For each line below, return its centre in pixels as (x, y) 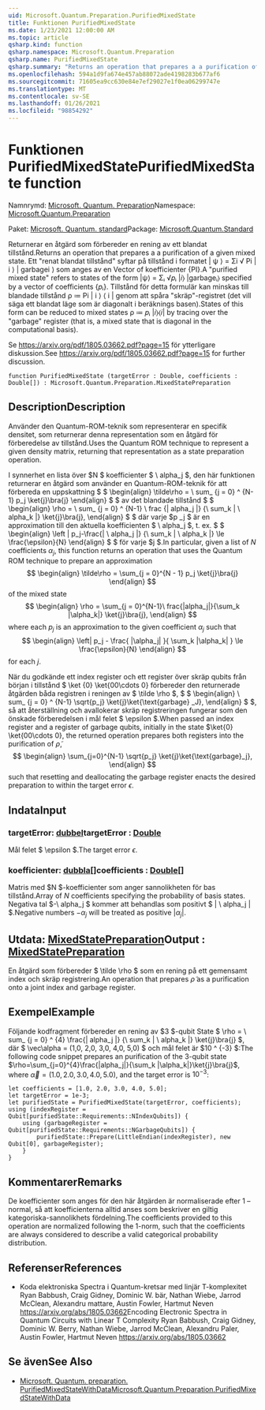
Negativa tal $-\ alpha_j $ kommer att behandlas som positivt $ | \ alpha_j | (129, 904)
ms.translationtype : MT (47, 89)
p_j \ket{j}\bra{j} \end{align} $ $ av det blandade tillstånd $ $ (115, 500)
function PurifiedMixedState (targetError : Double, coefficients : (123, 376)
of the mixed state (37, 593)
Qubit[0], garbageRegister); (56, 1144)
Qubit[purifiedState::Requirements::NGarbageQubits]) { (102, 1130)
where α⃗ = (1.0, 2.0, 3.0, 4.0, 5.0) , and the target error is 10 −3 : (108, 1074)
